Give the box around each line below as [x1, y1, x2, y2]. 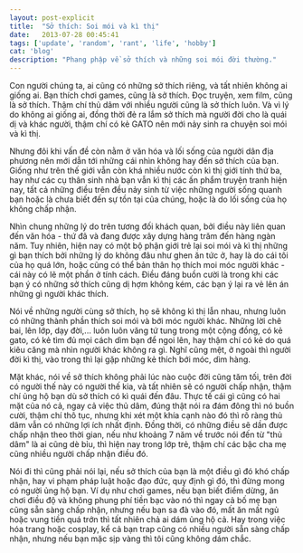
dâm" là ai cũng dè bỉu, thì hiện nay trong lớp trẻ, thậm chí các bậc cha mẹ [9, 439, 287, 449]
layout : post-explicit [9, 13, 95, 23]
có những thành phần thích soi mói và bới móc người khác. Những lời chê [9, 316, 282, 326]
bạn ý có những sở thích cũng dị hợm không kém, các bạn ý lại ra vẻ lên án [9, 279, 289, 290]
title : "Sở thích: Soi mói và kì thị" [9, 22, 160, 31]
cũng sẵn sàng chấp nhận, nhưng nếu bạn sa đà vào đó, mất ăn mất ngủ [9, 504, 279, 515]
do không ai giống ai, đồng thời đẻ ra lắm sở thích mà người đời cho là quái [9, 110, 288, 119]
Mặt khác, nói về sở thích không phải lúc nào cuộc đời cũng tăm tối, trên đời [9, 372, 292, 382]
